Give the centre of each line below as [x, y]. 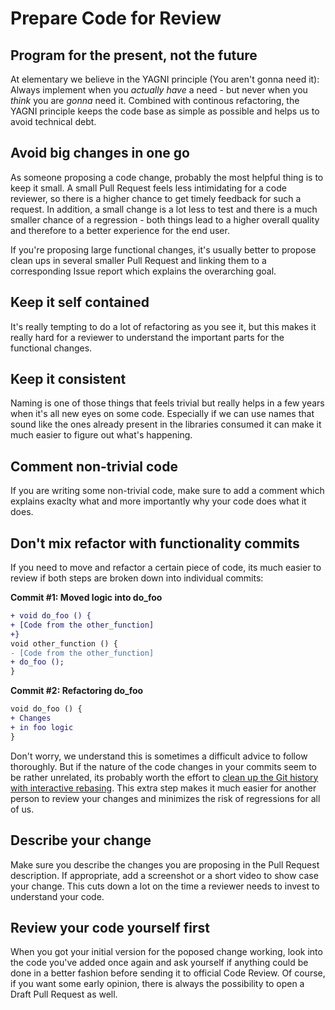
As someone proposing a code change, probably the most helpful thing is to [167, 177]
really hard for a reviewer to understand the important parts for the [147, 337]
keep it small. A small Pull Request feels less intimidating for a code [148, 188]
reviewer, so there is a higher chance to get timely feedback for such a [156, 198]
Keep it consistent [68, 379]
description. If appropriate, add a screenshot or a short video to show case [164, 875]
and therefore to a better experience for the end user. [120, 230]
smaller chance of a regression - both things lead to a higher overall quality [165, 219]
